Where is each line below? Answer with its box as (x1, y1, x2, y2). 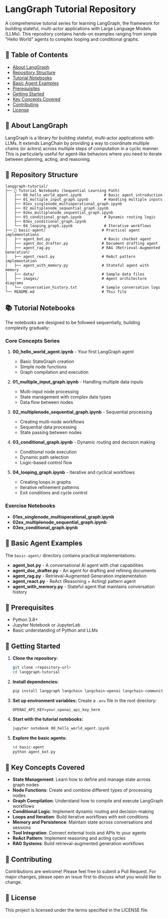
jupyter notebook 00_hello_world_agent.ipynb (12, 726, 109, 731)
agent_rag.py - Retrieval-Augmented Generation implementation (12, 573, 147, 579)
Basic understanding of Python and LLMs (12, 627, 98, 634)
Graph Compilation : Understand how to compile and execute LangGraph (12, 798, 163, 804)
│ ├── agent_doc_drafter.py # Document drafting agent (5, 241, 158, 246)
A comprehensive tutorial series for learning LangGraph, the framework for (5, 20, 160, 26)
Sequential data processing (20, 424, 77, 430)
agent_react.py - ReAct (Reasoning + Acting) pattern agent (12, 578, 136, 584)
